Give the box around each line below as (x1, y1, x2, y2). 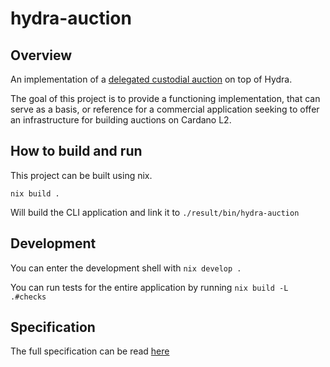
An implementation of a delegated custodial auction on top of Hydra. (10, 73, 293, 85)
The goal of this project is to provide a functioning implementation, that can (10, 93, 321, 104)
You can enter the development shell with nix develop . (10, 262, 242, 274)
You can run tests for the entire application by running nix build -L (10, 281, 289, 293)
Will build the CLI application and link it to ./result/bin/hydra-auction (10, 206, 300, 218)
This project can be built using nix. (10, 169, 153, 181)
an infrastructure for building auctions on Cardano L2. (10, 114, 232, 126)
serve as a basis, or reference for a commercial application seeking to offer (10, 103, 320, 115)
